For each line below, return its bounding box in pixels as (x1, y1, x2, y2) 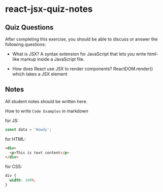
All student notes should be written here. (5, 98, 88, 104)
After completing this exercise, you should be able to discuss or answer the (5, 36, 158, 42)
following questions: (5, 41, 46, 47)
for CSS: (5, 164, 22, 170)
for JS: (5, 117, 19, 123)
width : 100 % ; (9, 178, 36, 183)
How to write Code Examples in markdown (5, 108, 89, 114)
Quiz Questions (5, 23, 54, 32)
